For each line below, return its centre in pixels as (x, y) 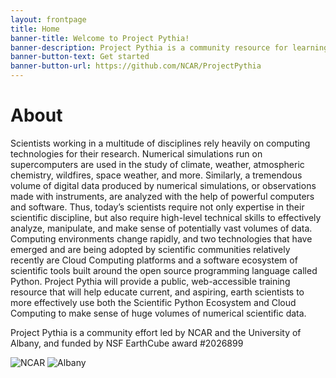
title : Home (35, 29)
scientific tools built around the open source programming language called (164, 270)
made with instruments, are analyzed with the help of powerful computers (162, 196)
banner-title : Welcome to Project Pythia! (100, 38)
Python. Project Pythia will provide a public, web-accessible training (150, 281)
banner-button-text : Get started (80, 57)
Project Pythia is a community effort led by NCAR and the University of (156, 332)
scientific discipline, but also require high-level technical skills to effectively (166, 217)
